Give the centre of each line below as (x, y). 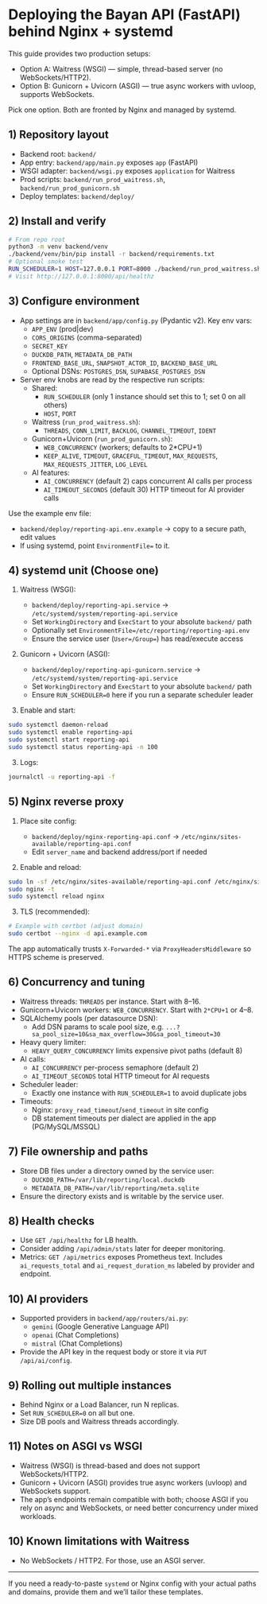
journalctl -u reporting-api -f (62, 777)
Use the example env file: (50, 513)
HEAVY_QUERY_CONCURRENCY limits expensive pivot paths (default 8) (137, 1051)
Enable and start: (48, 710)
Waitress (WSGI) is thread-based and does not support (110, 1466)
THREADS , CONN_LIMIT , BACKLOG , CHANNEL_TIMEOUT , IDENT (130, 430)
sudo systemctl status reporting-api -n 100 (83, 748)
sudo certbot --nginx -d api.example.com (78, 934)
